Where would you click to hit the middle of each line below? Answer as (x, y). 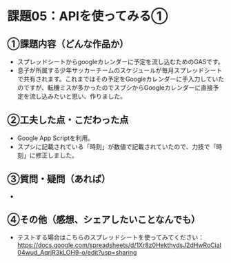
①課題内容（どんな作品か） (68, 44)
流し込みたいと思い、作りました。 (78, 96)
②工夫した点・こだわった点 (68, 120)
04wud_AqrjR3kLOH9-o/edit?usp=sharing (77, 253)
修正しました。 (57, 155)
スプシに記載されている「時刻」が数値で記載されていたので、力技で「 (117, 146)
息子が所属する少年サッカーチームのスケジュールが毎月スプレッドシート (120, 70)
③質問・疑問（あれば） (59, 179)
